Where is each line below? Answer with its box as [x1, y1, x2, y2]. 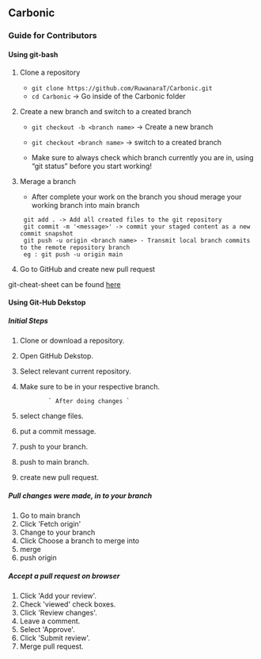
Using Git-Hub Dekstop [8, 297, 86, 308]
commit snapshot [19, 229, 74, 237]
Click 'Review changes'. [19, 608, 97, 618]
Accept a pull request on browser [8, 571, 120, 580]
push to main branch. [19, 458, 89, 467]
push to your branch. [19, 442, 89, 451]
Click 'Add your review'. [19, 591, 97, 601]
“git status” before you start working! [31, 161, 153, 170]
